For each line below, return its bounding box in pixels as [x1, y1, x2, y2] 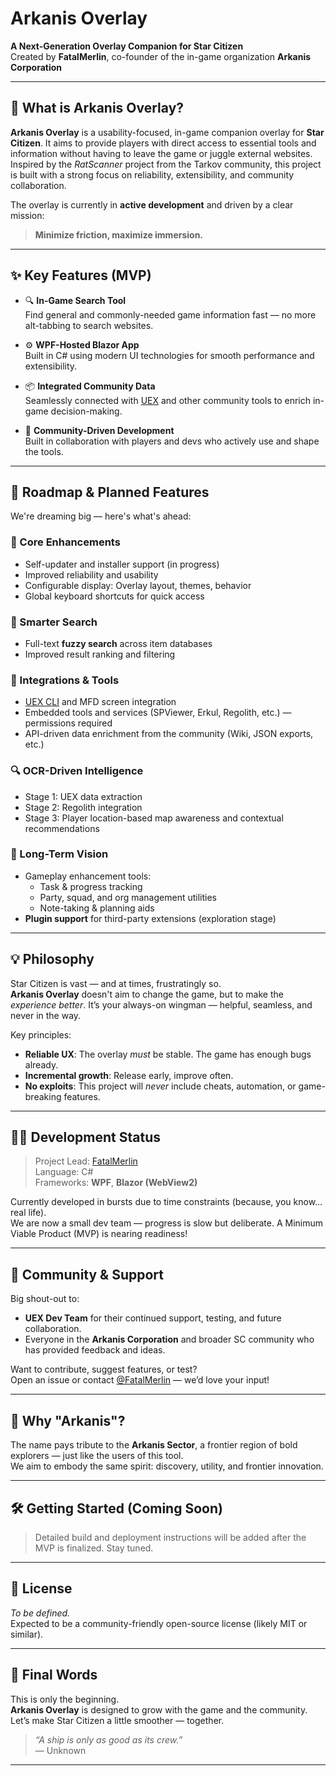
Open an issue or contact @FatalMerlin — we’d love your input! [10, 1374, 270, 1386]
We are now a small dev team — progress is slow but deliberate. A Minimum [10, 1217, 324, 1229]
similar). [10, 1628, 44, 1640]
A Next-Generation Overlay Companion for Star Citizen [10, 40, 244, 52]
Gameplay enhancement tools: [24, 870, 152, 882]
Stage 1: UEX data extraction [24, 790, 143, 802]
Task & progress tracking [39, 880, 143, 892]
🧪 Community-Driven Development [24, 424, 175, 436]
